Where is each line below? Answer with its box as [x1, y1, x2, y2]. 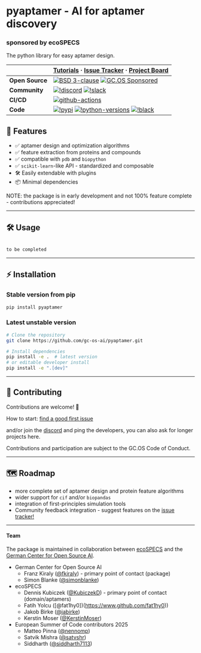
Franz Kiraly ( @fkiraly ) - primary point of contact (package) [23, 570, 170, 577]
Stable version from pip [6, 290, 76, 299]
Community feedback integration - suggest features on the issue [14, 506, 175, 514]
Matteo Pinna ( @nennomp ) [23, 627, 91, 634]
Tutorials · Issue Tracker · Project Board [53, 66, 169, 74]
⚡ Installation [6, 269, 56, 280]
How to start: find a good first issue [6, 415, 94, 422]
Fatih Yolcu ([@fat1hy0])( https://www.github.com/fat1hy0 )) [23, 601, 169, 609]
